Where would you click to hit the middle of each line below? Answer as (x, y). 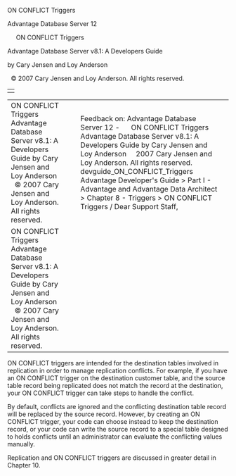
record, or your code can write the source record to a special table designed (118, 429)
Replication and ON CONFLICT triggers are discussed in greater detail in (112, 458)
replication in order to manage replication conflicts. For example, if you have (117, 370)
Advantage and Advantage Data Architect (149, 189)
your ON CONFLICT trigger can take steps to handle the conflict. (101, 393)
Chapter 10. (24, 465)
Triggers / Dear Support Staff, (129, 207)
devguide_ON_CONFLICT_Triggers (137, 171)
